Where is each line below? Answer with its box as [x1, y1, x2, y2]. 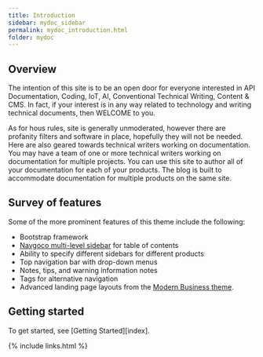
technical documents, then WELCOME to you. [8, 108, 155, 118]
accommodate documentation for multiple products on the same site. [8, 173, 232, 183]
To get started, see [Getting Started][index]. [8, 326, 151, 335]
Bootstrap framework [19, 232, 89, 242]
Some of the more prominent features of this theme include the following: [8, 217, 246, 226]
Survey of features [8, 196, 102, 209]
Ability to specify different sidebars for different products [19, 249, 204, 258]
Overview [8, 62, 57, 75]
